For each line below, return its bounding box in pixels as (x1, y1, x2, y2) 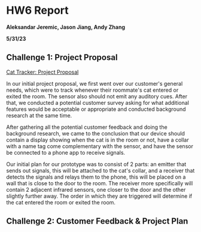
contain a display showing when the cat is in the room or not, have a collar (6, 136, 190, 143)
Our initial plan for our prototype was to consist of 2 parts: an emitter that (6, 160, 187, 168)
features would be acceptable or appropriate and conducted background (6, 106, 187, 113)
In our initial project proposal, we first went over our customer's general (6, 80, 183, 87)
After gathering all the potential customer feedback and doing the (6, 123, 167, 131)
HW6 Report (6, 4, 69, 17)
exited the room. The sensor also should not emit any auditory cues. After (6, 92, 187, 100)
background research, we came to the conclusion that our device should (6, 129, 185, 137)
